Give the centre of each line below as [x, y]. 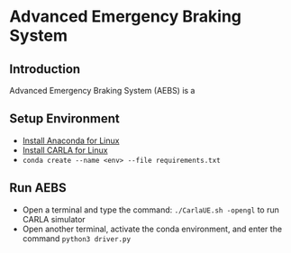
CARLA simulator [54, 219]
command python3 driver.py [77, 238]
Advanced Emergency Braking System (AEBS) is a [102, 90]
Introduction [45, 69]
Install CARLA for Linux [65, 149]
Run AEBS [38, 188]
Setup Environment [64, 119]
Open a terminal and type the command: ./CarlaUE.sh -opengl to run [150, 210]
